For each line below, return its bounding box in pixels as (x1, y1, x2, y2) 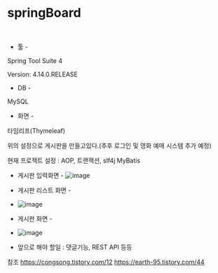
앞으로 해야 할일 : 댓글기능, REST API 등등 (17, 243, 132, 251)
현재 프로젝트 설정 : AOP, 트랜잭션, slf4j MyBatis (7, 156, 141, 164)
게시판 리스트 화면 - (17, 185, 71, 194)
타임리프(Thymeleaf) (7, 126, 65, 134)
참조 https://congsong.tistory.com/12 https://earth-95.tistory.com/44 (7, 258, 205, 266)
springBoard (7, 5, 82, 21)
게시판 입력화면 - (17, 171, 64, 179)
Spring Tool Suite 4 (7, 56, 63, 64)
